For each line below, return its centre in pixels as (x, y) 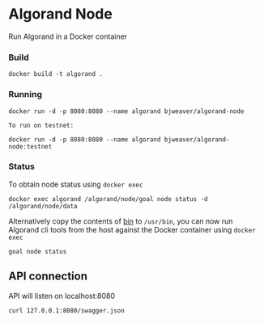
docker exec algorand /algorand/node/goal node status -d (108, 199)
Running (26, 94)
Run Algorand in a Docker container (68, 36)
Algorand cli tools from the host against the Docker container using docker (132, 229)
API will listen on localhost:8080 (62, 296)
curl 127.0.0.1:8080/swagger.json (67, 310)
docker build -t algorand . (56, 74)
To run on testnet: (41, 125)
